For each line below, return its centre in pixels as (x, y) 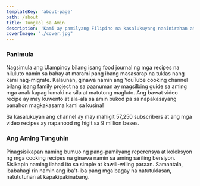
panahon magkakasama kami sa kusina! (55, 105)
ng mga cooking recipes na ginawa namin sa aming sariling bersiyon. (91, 157)
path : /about (22, 17)
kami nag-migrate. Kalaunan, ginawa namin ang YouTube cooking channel (97, 80)
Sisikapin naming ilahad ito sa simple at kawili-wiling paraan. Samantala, (95, 164)
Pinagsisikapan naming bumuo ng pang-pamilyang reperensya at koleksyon (99, 152)
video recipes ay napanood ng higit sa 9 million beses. (73, 123)
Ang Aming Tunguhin (37, 138)
